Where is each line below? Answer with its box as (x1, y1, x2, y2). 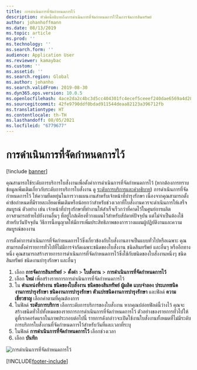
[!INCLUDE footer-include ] (6, 358, 69, 365)
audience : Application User (6, 52, 75, 58)
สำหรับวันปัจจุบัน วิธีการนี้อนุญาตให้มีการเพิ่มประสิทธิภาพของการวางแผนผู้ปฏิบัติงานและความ (6, 218, 182, 225)
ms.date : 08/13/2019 (6, 25, 57, 31)
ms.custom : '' (6, 63, 41, 69)
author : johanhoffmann (6, 19, 62, 25)
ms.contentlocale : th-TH (6, 112, 67, 118)
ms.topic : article (6, 30, 51, 36)
